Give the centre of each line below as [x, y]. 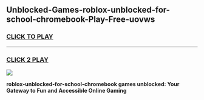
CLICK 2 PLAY [27, 59]
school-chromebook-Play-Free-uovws [81, 20]
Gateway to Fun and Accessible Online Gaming [66, 90]
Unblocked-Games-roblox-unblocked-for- [88, 10]
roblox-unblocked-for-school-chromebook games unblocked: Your [93, 84]
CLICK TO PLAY [30, 37]
